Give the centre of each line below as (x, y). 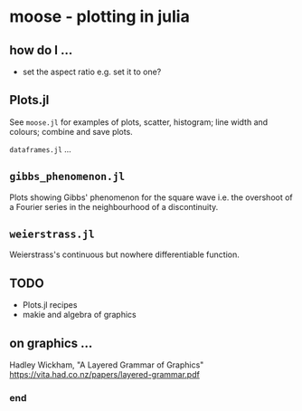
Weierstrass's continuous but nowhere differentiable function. (124, 254)
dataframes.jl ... (41, 149)
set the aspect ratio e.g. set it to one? (92, 72)
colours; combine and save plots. (71, 131)
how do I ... (41, 50)
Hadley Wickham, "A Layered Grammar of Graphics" (107, 365)
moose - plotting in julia (99, 17)
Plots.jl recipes (50, 305)
